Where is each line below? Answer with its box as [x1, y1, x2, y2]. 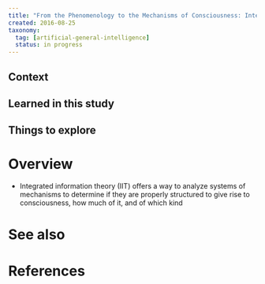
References [8, 262, 85, 280]
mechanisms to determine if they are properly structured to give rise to [19, 190, 250, 200]
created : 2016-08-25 [8, 19, 77, 27]
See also [8, 226, 65, 244]
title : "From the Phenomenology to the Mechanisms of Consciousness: [8, 11, 242, 20]
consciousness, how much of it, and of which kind [19, 198, 183, 207]
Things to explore [8, 124, 96, 137]
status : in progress [15, 41, 83, 49]
